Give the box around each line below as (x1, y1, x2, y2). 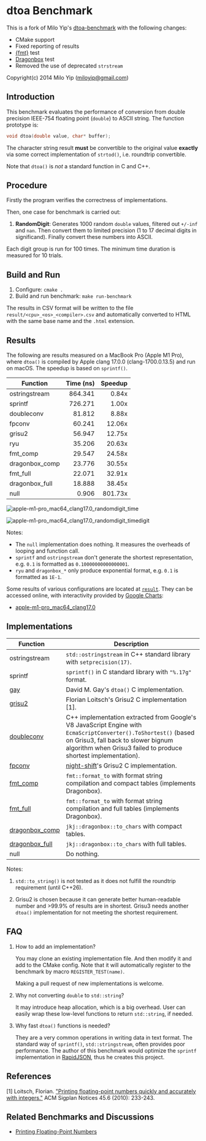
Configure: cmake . (15, 286, 63, 294)
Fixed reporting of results (15, 42, 80, 50)
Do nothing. (66, 849, 99, 858)
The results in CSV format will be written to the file (6, 305, 134, 312)
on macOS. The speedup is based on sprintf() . (6, 365, 128, 372)
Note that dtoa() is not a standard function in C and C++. (6, 162, 151, 169)
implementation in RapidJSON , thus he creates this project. (15, 1053, 165, 1061)
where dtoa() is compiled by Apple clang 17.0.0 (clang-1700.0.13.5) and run (6, 358, 196, 365)
